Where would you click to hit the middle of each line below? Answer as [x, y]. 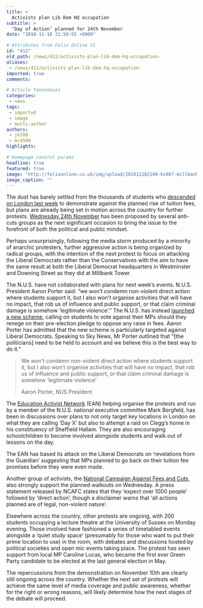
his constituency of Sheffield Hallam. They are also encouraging [86, 429]
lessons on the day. [31, 442]
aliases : [17, 62]
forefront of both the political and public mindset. [67, 229]
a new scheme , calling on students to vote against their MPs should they [96, 317]
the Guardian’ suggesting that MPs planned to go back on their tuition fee [98, 460]
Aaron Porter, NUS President [56, 392]
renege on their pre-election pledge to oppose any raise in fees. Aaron [94, 323]
